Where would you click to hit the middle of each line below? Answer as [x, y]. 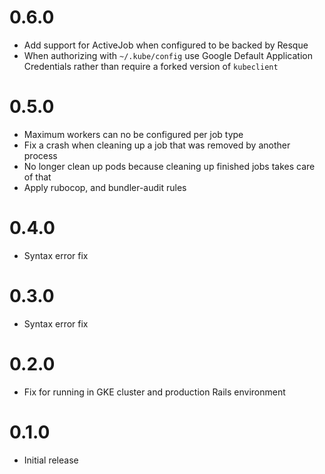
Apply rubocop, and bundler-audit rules [105, 187]
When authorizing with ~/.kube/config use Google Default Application [168, 55]
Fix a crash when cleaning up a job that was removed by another [157, 145]
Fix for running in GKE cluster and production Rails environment [154, 392]
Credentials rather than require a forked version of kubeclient [151, 66]
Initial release [51, 460]
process [40, 155]
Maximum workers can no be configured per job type [133, 134]
